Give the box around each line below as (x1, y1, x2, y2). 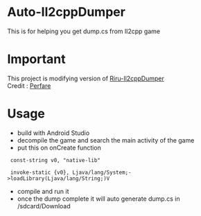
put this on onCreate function (17, 143, 102, 152)
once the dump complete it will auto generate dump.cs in (17, 195, 180, 203)
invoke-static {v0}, (10, 169, 70, 176)
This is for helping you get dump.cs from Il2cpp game (7, 27, 161, 35)
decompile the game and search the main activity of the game (17, 136, 195, 144)
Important (7, 51, 66, 67)
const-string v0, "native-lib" (10, 156, 101, 163)
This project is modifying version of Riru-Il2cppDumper (7, 74, 164, 82)
